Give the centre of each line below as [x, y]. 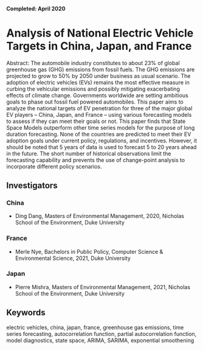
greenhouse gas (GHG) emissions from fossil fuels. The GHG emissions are [101, 69]
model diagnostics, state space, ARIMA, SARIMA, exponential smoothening [100, 340]
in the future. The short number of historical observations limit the [89, 153]
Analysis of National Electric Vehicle [100, 33]
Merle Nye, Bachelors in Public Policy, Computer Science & [89, 251]
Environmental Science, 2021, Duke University [73, 258]
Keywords [26, 313]
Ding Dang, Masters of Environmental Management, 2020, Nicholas [99, 216]
